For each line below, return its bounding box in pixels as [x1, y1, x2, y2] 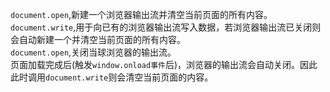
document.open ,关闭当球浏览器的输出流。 [10, 46, 177, 58]
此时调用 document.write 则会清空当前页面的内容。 [10, 71, 214, 83]
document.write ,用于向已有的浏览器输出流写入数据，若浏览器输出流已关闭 [10, 21, 313, 33]
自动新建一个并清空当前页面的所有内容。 [18, 34, 186, 45]
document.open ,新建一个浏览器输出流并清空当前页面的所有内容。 [10, 9, 273, 20]
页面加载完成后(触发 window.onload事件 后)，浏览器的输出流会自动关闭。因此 [10, 59, 318, 70]
